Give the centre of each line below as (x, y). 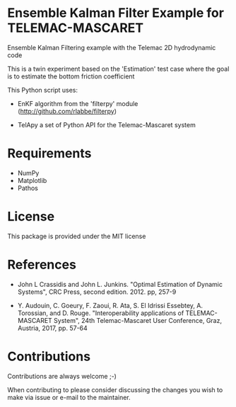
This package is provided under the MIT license (77, 236)
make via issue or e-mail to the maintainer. (69, 397)
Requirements (49, 154)
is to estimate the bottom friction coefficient (71, 76)
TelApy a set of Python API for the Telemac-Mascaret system (106, 124)
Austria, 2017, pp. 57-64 (53, 328)
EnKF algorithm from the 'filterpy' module (78, 103)
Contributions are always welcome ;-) (62, 376)
